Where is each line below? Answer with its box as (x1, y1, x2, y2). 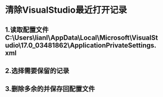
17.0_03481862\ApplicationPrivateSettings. (20, 41, 157, 49)
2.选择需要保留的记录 (5, 67, 70, 75)
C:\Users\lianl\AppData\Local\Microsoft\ (5, 33, 132, 42)
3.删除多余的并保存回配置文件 (5, 85, 95, 93)
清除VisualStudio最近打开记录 (5, 4, 127, 16)
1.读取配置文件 (5, 25, 49, 34)
